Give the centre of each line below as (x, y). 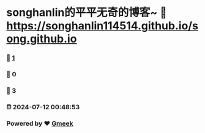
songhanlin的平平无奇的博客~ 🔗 (87, 13)
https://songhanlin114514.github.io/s (102, 26)
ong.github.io (42, 39)
